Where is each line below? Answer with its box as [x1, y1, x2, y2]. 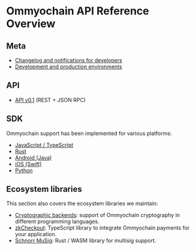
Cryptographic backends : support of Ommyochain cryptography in [14, 212, 180, 219]
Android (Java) [14, 154, 52, 161]
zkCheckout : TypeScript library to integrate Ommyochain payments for [14, 224, 190, 231]
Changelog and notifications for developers [14, 57, 123, 64]
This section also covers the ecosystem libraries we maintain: [6, 200, 158, 207]
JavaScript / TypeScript [14, 141, 74, 148]
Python [14, 167, 33, 174]
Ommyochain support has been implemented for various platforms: [6, 129, 172, 137]
